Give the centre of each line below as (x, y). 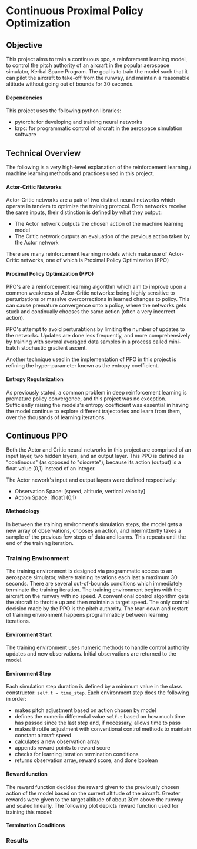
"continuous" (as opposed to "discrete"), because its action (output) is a (94, 462)
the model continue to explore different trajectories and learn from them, (94, 411)
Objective (24, 45)
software (25, 135)
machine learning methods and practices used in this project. (80, 173)
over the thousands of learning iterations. (56, 417)
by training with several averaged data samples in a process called (87, 342)
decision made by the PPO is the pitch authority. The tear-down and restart (97, 608)
